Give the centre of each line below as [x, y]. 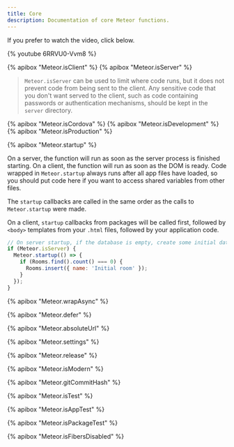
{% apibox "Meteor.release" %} [52, 355]
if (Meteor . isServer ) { [42, 249]
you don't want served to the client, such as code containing [111, 96]
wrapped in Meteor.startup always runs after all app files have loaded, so [112, 173]
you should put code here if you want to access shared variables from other [116, 180]
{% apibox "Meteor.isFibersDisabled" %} [65, 436]
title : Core [24, 14]
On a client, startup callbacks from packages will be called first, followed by [117, 222]
